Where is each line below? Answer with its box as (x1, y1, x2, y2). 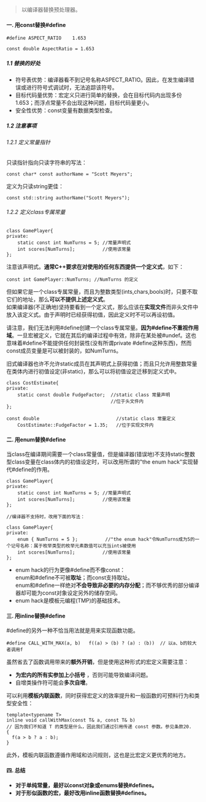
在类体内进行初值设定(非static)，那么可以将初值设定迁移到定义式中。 (6, 367, 180, 375)
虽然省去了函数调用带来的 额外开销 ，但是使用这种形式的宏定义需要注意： (6, 659, 189, 666)
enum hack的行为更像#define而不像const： (15, 567, 126, 574)
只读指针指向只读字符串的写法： (6, 159, 87, 166)
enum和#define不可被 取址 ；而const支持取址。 (15, 574, 134, 581)
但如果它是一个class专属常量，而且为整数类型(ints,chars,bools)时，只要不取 (6, 288, 198, 295)
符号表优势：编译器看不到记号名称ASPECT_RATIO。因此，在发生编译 (15, 76, 189, 83)
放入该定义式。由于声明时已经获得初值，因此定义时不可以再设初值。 (6, 311, 178, 318)
